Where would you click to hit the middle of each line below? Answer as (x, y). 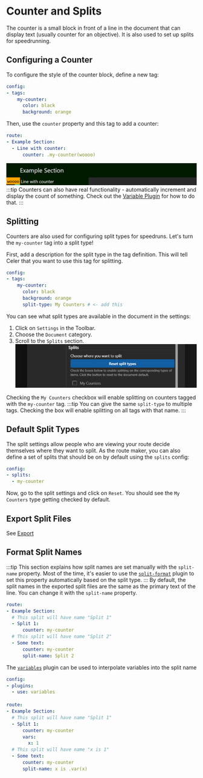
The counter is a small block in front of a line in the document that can (93, 28)
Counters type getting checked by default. (58, 499)
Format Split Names (44, 553)
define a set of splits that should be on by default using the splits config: (98, 457)
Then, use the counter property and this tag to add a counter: (82, 124)
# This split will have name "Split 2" (62, 637)
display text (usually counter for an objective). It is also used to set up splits (100, 34)
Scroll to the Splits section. (50, 340)
